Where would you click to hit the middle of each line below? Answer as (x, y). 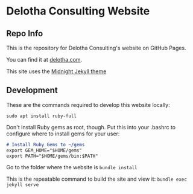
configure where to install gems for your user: (63, 134)
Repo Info (25, 34)
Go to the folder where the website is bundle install (72, 167)
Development (32, 90)
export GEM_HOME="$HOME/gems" (44, 150)
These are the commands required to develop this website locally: (88, 105)
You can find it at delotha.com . (44, 60)
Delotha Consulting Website (78, 11)
